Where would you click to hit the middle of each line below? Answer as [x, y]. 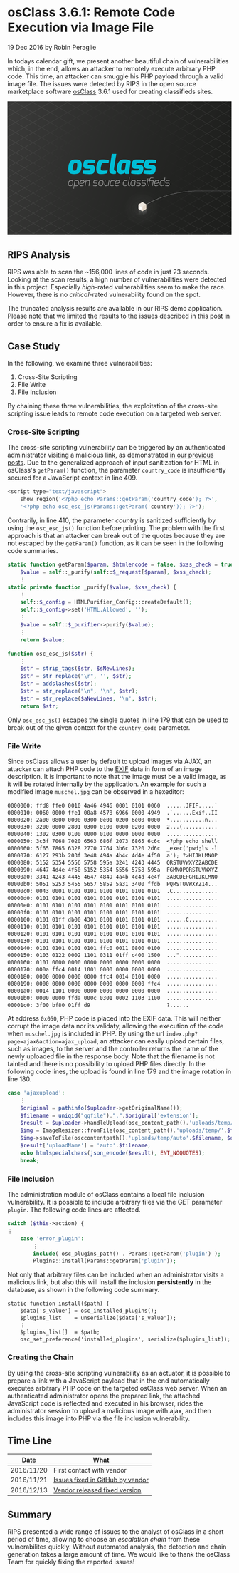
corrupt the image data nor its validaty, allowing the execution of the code [116, 1026]
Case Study [34, 346]
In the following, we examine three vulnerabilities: [80, 363]
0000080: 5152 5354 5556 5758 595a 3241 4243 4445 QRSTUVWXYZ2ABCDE [113, 862]
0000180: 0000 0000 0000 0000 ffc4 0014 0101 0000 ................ [113, 976]
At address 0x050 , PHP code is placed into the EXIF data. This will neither [114, 1018]
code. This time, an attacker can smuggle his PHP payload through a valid [116, 76]
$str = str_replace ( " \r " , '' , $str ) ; [76, 676]
